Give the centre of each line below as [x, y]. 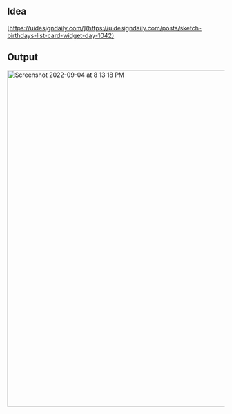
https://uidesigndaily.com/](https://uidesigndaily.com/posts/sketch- [106, 28]
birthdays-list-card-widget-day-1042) [61, 35]
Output [22, 57]
